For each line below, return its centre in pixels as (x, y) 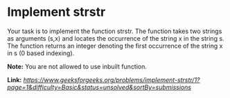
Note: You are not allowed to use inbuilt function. (77, 66)
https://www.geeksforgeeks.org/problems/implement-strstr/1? (112, 79)
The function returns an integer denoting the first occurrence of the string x (115, 46)
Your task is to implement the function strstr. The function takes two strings (115, 31)
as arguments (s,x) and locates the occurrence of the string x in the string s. (116, 38)
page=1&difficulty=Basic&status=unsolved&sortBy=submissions (99, 87)
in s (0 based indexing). (41, 53)
